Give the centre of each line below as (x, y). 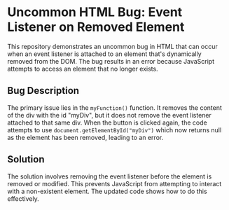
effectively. (23, 198)
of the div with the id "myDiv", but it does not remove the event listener (110, 115)
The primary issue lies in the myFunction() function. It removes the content (115, 107)
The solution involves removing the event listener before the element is (110, 176)
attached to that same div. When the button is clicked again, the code (107, 122)
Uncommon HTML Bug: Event (95, 12)
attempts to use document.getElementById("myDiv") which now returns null (114, 129)
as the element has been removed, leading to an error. (85, 137)
